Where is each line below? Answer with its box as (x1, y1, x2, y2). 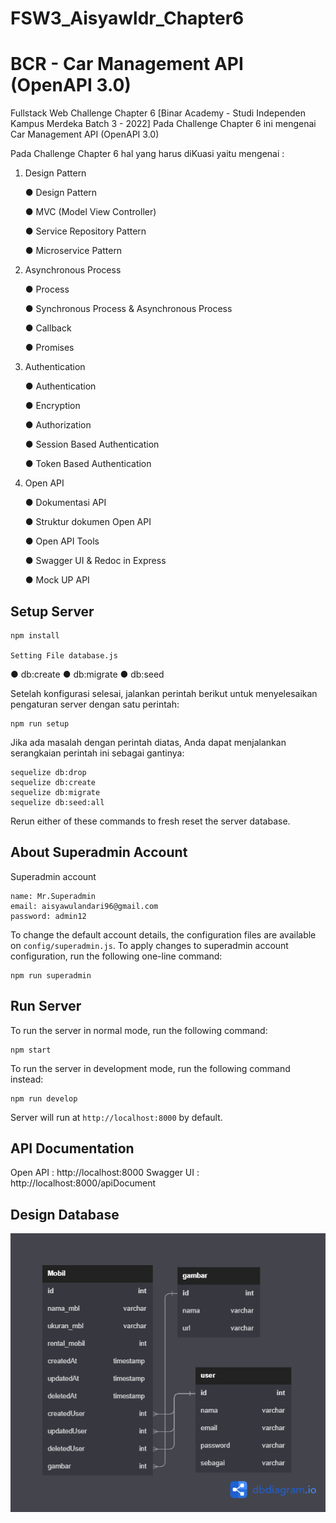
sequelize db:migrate (10, 787, 101, 797)
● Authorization (24, 419, 92, 431)
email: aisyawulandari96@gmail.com (10, 901, 159, 911)
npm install (10, 630, 60, 641)
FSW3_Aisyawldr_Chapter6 (10, 7, 245, 30)
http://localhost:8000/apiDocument (10, 1177, 157, 1189)
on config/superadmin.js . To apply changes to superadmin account (10, 939, 289, 951)
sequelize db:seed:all (10, 797, 105, 807)
